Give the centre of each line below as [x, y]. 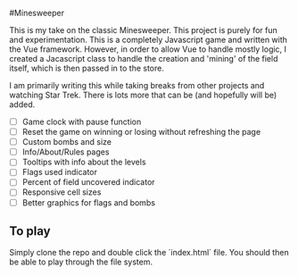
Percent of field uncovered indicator [88, 182]
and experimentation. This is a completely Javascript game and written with [149, 40]
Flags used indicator [60, 172]
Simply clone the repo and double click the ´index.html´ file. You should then [149, 253]
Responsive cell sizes [62, 192]
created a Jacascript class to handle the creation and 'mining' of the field [144, 59]
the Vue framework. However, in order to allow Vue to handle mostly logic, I [148, 49]
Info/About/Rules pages [66, 152]
